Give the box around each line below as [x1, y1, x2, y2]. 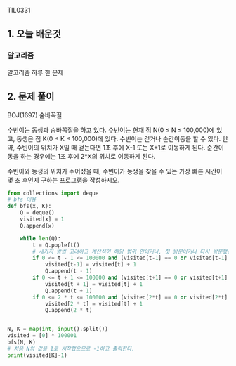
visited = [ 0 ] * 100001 [7, 332, 77, 339]
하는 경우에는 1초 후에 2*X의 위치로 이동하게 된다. [20, 152, 156, 160]
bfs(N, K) [7, 339, 37, 346]
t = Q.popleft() [32, 242, 80, 249]
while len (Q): [20, 235, 61, 242]
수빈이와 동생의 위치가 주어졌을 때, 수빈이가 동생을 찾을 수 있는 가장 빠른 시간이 [7, 166, 223, 175]
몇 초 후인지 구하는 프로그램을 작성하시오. [7, 176, 120, 184]
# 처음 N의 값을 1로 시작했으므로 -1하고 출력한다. [7, 345, 135, 352]
